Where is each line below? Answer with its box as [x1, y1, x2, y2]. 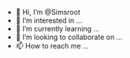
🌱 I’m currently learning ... [15, 24, 100, 33]
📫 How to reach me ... [15, 42, 89, 50]
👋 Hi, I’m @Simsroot [15, 8, 80, 16]
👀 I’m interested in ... [15, 16, 83, 25]
